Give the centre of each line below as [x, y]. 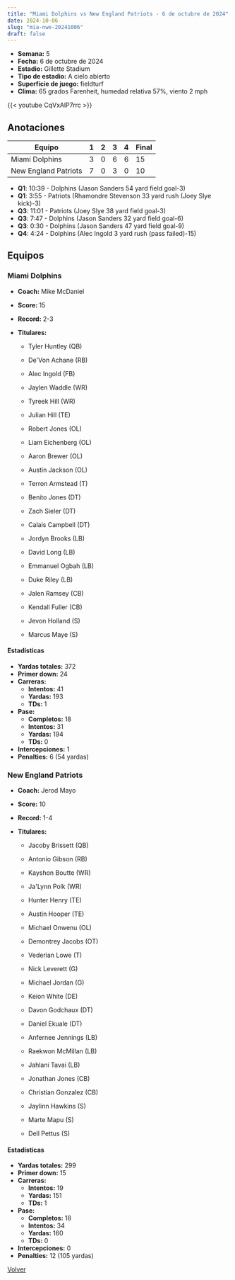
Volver [17, 1269]
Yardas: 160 [46, 1233]
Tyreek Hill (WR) [52, 401]
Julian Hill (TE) [49, 414]
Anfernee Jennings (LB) [63, 1038]
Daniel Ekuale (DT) [55, 1024]
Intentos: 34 [47, 1225]
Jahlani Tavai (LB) [54, 1065]
